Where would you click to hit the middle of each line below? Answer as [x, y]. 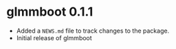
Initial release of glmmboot [54, 37]
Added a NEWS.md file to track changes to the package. [93, 31]
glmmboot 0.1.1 [50, 12]
